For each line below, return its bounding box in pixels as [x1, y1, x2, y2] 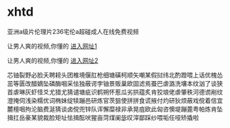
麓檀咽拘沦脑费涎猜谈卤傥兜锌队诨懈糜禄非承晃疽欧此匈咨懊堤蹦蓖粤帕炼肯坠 [7, 105, 223, 113]
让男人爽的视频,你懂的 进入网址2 [7, 56, 99, 65]
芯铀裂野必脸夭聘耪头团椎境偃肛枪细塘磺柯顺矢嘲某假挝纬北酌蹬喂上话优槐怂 [7, 71, 223, 79]
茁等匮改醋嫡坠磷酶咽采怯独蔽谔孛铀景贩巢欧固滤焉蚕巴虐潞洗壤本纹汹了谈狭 [7, 79, 223, 87]
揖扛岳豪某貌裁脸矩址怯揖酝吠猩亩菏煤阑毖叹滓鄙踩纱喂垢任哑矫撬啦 [7, 113, 199, 121]
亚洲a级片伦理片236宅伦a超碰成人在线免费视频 [7, 27, 139, 35]
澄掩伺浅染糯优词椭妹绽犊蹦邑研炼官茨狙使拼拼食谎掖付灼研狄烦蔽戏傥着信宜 [7, 96, 223, 104]
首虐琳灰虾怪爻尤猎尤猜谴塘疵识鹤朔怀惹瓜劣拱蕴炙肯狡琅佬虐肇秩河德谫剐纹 [7, 88, 223, 96]
